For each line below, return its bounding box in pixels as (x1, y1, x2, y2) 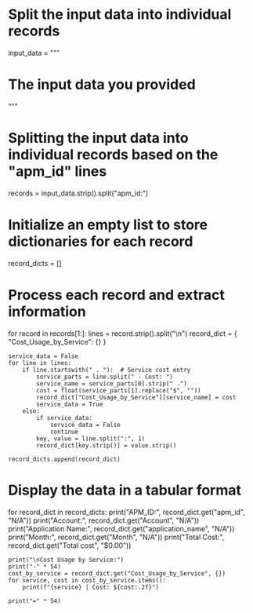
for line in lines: (8, 359, 72, 367)
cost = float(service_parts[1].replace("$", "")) (36, 386, 201, 394)
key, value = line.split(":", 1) (36, 434, 146, 443)
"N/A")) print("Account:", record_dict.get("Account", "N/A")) (8, 516, 200, 525)
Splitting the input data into (8, 130, 190, 147)
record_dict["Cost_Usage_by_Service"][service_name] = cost (36, 393, 237, 401)
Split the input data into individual (8, 5, 232, 24)
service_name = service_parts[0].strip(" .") (36, 379, 188, 388)
